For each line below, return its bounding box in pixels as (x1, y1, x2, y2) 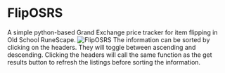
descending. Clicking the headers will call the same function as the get (7, 51, 212, 59)
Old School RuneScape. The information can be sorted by (7, 35, 210, 44)
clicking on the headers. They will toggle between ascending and (7, 43, 196, 51)
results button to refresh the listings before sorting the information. (7, 58, 201, 66)
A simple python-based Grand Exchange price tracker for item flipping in (7, 28, 218, 36)
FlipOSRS (7, 5, 63, 21)
